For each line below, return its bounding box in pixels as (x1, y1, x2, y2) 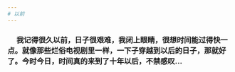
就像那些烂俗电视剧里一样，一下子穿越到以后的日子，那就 (21, 45, 219, 55)
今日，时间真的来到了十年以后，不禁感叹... (36, 56, 183, 66)
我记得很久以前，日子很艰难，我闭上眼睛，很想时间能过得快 (16, 35, 221, 44)
